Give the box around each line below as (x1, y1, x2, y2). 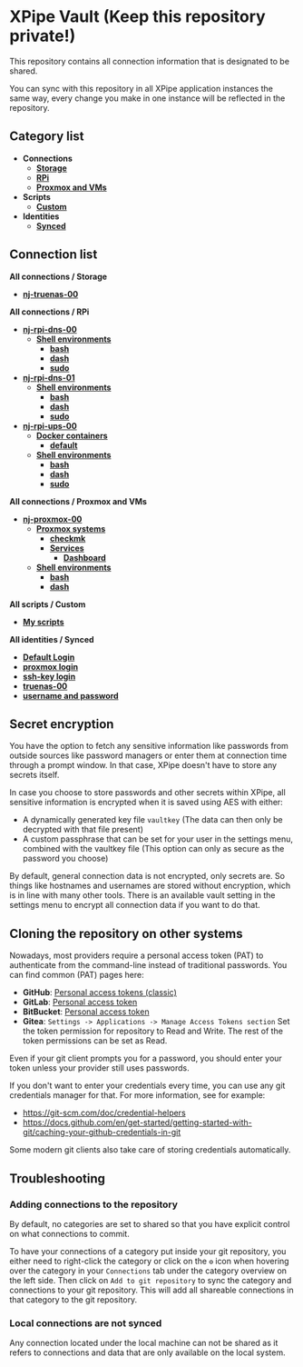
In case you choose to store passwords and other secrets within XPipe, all (9, 787, 286, 798)
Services (49, 543, 84, 554)
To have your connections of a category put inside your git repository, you (9, 1245, 287, 1256)
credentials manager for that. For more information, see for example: (9, 1090, 266, 1101)
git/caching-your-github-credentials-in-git (22, 1127, 181, 1138)
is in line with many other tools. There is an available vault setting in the (9, 890, 276, 901)
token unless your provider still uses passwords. (9, 1063, 191, 1073)
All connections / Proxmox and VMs (9, 495, 148, 506)
